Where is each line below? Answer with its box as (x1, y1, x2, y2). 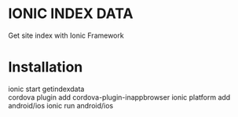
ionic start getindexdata (8, 84, 85, 93)
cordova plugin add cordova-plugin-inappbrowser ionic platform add (8, 92, 231, 102)
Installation (8, 58, 83, 76)
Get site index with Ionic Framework (8, 31, 124, 40)
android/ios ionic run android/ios (8, 101, 114, 110)
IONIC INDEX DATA (8, 5, 134, 23)
